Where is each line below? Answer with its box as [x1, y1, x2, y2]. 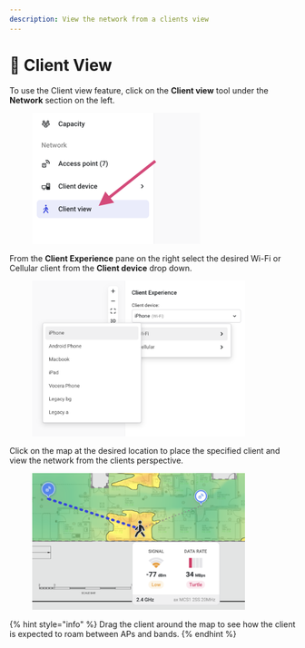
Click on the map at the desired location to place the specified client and [9, 446, 280, 457]
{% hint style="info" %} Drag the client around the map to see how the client [9, 619, 296, 630]
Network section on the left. [9, 94, 115, 105]
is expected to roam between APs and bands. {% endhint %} [9, 629, 237, 640]
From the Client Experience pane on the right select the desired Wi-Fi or [9, 252, 281, 263]
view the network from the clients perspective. [9, 455, 184, 466]
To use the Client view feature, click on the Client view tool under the [9, 84, 270, 95]
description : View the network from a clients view [9, 15, 209, 24]
